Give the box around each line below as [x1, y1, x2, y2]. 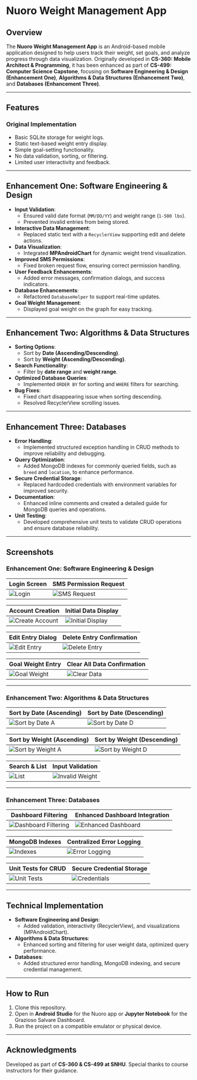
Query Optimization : [14, 456, 66, 464]
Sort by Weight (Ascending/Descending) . [23, 356, 126, 363]
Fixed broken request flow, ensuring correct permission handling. [23, 262, 181, 269]
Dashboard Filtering [11, 811, 68, 819]
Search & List [9, 762, 47, 771]
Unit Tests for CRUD [9, 864, 66, 873]
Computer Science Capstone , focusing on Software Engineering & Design [6, 68, 189, 74]
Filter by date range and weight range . [23, 368, 118, 376]
